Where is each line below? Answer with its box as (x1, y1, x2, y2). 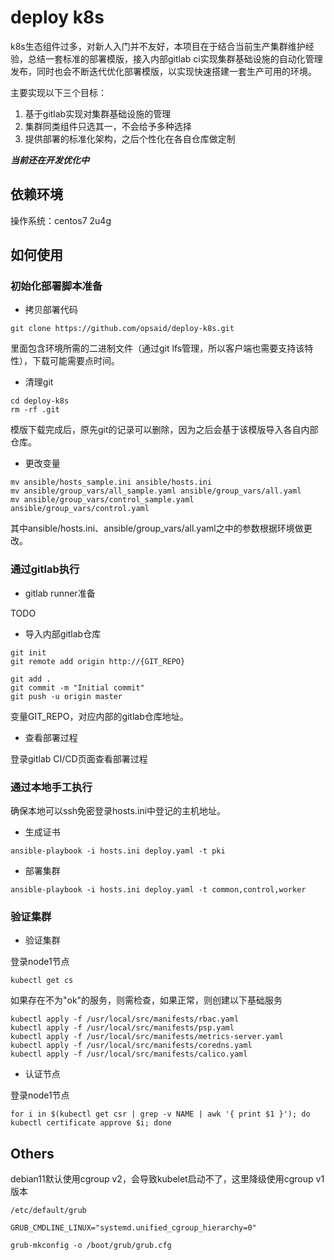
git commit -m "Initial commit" (10, 682, 145, 693)
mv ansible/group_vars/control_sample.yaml (10, 495, 195, 505)
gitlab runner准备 (24, 587, 96, 599)
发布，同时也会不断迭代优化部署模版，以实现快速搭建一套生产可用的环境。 (10, 65, 317, 77)
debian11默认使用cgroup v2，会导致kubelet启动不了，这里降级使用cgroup (10, 1173, 314, 1185)
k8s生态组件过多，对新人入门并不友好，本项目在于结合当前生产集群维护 (10, 40, 306, 52)
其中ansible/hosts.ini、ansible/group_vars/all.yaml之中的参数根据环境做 (10, 522, 304, 535)
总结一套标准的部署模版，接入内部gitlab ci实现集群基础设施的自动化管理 (27, 52, 323, 65)
